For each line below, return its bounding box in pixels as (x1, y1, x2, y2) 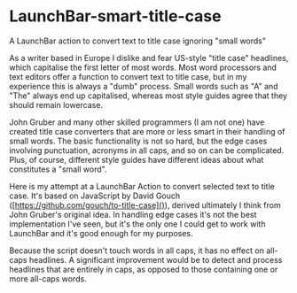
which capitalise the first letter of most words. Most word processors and (9, 62, 277, 73)
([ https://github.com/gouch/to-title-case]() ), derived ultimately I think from (9, 199, 281, 210)
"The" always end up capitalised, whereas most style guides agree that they (9, 90, 288, 101)
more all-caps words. (9, 273, 87, 284)
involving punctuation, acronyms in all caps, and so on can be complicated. (9, 144, 285, 156)
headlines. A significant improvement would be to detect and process (28, 254, 283, 265)
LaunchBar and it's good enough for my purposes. (9, 227, 193, 238)
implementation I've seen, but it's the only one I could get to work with (9, 219, 266, 229)
